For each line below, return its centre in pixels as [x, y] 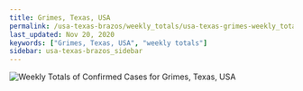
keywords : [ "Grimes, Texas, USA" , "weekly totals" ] [108, 43]
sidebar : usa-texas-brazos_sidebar [76, 51]
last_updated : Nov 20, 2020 [62, 34]
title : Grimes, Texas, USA [60, 18]
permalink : [30, 26]
